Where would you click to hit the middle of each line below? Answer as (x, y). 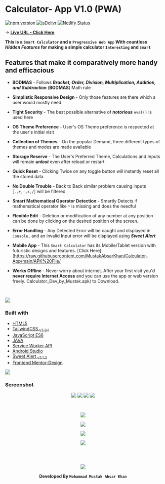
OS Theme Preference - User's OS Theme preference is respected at (83, 126)
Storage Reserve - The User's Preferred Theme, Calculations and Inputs (86, 156)
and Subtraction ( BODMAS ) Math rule (52, 87)
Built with (17, 313)
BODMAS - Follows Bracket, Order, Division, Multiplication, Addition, (84, 82)
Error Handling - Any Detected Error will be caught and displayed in (81, 230)
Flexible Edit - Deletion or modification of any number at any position (82, 215)
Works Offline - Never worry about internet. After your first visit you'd (83, 271)
